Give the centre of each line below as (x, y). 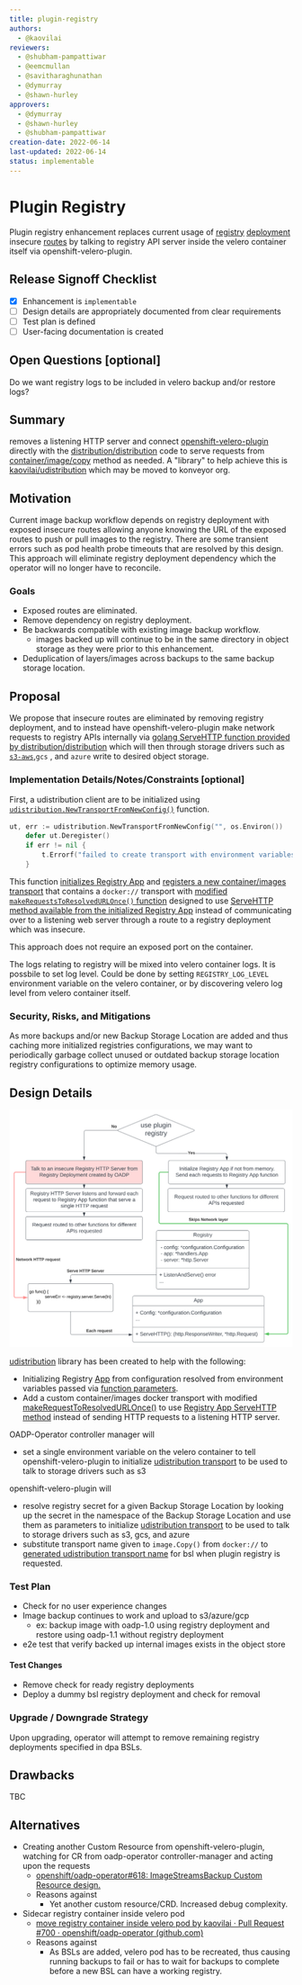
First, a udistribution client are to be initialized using (105, 799)
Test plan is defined (59, 321)
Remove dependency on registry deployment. (107, 620)
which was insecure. (47, 929)
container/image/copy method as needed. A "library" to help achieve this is (148, 461)
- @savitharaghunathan (60, 76)
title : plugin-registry (54, 19)
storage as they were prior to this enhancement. (124, 649)
